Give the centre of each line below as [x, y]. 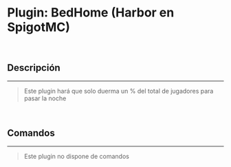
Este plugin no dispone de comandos [76, 156]
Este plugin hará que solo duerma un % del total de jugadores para [119, 91]
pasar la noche [45, 98]
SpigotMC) [39, 27]
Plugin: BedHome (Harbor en [91, 13]
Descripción [34, 68]
